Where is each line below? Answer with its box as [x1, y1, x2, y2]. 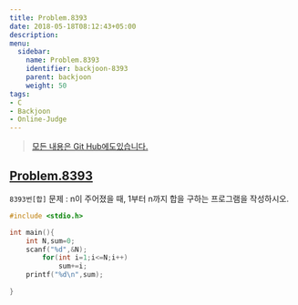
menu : [9, 38, 30, 48]
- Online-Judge [9, 115, 67, 124]
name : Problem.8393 [26, 56, 100, 65]
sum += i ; [57, 261, 88, 271]
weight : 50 [26, 81, 67, 90]
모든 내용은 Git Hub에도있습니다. [31, 141, 149, 152]
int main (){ [9, 228, 55, 237]
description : [9, 30, 59, 39]
